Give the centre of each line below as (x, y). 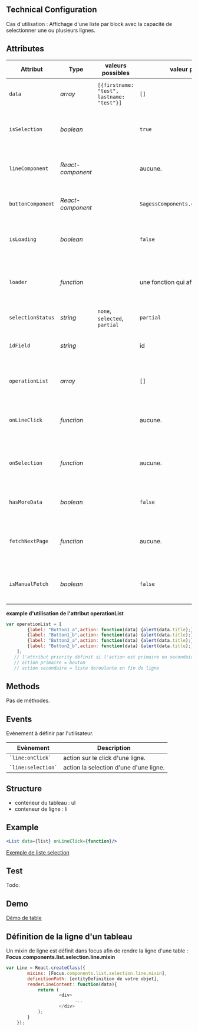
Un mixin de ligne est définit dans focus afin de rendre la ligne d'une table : (97, 951)
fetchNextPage (29, 541)
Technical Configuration (52, 10)
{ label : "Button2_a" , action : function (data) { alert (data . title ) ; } (110, 641)
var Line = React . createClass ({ (46, 968)
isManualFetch (29, 584)
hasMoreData (26, 502)
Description (114, 748)
